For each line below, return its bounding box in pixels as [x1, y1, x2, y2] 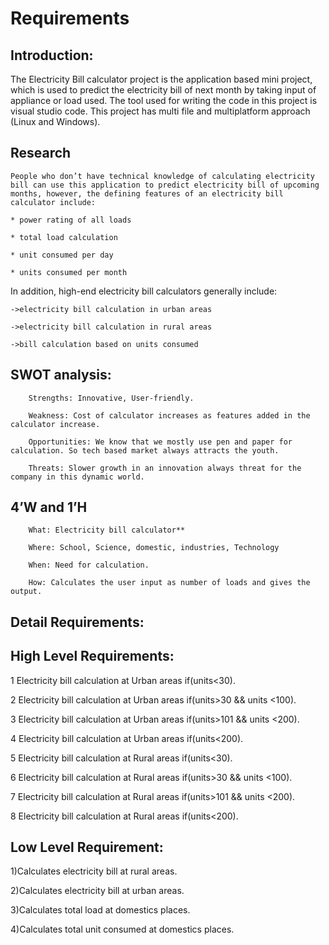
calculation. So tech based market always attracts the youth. [10, 445, 280, 456]
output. [10, 587, 43, 597]
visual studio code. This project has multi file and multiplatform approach [10, 105, 311, 117]
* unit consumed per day [10, 250, 114, 260]
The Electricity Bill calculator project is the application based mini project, [10, 73, 313, 85]
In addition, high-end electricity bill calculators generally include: [10, 285, 278, 297]
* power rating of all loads [10, 215, 132, 225]
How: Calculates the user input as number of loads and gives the [28, 578, 311, 588]
